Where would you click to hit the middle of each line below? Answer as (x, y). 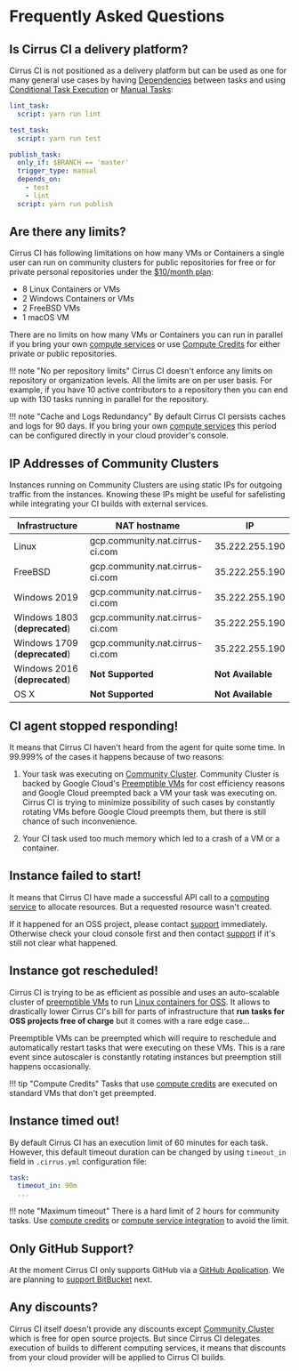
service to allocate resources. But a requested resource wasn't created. (141, 907)
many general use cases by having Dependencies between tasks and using (148, 80)
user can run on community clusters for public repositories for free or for (142, 262)
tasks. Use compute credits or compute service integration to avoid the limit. (149, 1221)
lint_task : (29, 106)
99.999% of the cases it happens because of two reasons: (117, 757)
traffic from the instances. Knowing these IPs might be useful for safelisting (147, 495)
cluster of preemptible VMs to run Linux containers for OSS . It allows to (140, 1002)
